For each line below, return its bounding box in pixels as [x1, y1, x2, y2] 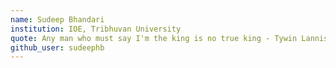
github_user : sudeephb [10, 42, 105, 53]
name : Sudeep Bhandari [10, 14, 105, 25]
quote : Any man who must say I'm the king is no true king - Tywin [10, 33, 298, 43]
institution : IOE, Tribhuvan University [10, 24, 182, 34]
